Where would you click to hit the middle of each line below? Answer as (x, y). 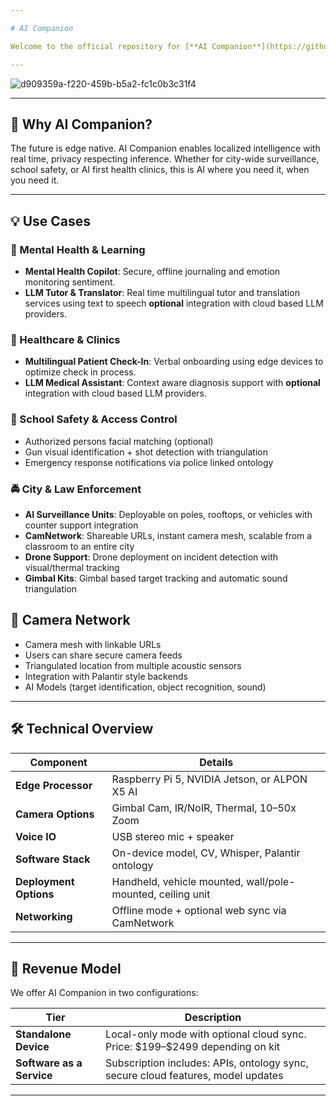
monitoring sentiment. (70, 282)
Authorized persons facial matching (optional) (119, 441)
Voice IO (36, 836)
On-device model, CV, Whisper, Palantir (206, 853)
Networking (44, 916)
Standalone (43, 1034)
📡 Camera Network (70, 620)
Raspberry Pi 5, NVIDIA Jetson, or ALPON (209, 779)
